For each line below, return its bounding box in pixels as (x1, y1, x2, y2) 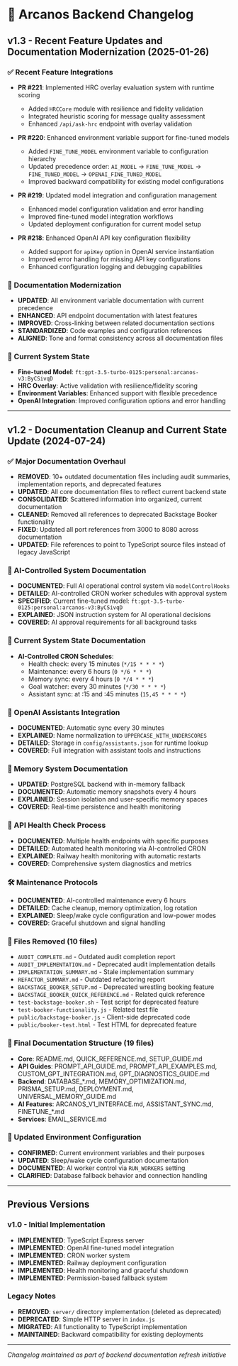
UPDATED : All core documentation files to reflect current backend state (17, 488, 227, 496)
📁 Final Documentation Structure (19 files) (7, 1038, 154, 1048)
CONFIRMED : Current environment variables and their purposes (17, 1148, 205, 1157)
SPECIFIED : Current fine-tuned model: (17, 596, 130, 606)
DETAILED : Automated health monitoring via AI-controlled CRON (17, 844, 207, 853)
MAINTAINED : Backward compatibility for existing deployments (17, 1330, 204, 1338)
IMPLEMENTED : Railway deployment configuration (17, 1258, 166, 1267)
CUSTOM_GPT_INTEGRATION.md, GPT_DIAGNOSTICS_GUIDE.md (17, 1069, 210, 1078)
